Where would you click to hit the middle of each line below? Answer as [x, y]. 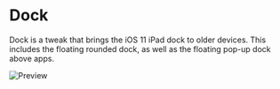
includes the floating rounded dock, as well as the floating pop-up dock [140, 48]
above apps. [32, 58]
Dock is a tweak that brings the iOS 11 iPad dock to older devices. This [138, 40]
